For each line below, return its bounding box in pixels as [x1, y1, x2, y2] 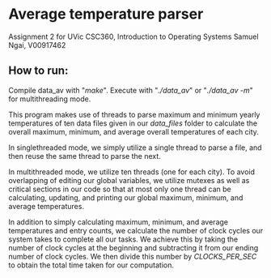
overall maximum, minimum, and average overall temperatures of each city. [8, 126, 259, 136]
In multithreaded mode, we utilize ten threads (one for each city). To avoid [8, 167, 256, 177]
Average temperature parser [8, 5, 204, 24]
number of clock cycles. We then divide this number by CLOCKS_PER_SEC [8, 251, 257, 261]
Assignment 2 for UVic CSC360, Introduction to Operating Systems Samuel [8, 32, 259, 41]
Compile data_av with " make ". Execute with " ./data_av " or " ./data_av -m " [8, 85, 253, 95]
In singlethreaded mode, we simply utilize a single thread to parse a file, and [8, 143, 262, 152]
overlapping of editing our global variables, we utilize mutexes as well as [8, 175, 250, 185]
